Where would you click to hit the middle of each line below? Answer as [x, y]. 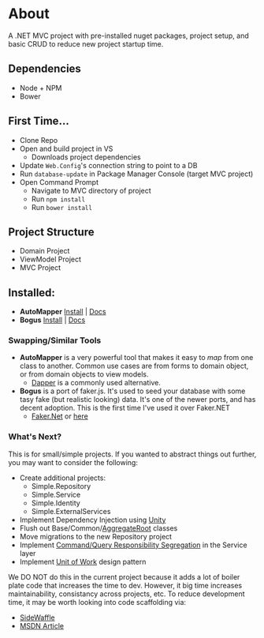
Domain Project [45, 251]
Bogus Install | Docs [52, 320]
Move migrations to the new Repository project [95, 536]
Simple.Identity [56, 503]
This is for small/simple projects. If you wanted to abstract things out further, [132, 454]
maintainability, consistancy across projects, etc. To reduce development [127, 594]
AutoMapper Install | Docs [63, 312]
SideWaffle [37, 617]
